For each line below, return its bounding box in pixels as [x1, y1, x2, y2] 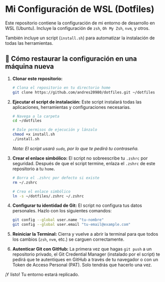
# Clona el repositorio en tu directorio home [12, 85, 111, 90]
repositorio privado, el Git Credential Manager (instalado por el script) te [12, 251, 161, 257]
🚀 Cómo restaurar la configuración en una [5, 55, 137, 63]
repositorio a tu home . [12, 166, 55, 172]
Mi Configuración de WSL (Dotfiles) [5, 3, 155, 15]
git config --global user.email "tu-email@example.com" [12, 222, 131, 227]
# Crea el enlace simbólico [12, 189, 71, 194]
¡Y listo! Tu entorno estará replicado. [5, 272, 80, 278]
